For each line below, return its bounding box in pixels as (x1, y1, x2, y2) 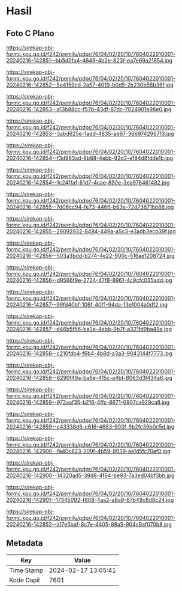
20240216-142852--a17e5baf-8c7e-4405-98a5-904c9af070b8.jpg (6, 521, 172, 528)
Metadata (6, 538, 43, 548)
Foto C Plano (6, 28, 54, 38)
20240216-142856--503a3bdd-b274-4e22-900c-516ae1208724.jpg (6, 252, 175, 259)
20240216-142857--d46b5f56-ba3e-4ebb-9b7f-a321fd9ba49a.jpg (6, 326, 172, 332)
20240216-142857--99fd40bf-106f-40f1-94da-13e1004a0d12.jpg (6, 301, 168, 308)
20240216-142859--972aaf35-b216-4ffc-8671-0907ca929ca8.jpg (6, 398, 170, 406)
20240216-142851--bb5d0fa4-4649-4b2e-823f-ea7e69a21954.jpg (6, 57, 172, 64)
